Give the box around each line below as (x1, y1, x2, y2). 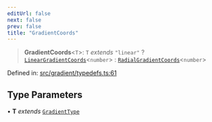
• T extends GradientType (7, 108, 80, 116)
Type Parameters (7, 89, 83, 101)
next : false (7, 17, 41, 23)
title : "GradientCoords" (7, 29, 79, 37)
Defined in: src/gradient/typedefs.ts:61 (7, 69, 117, 77)
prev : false (7, 23, 41, 30)
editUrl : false (7, 10, 51, 17)
